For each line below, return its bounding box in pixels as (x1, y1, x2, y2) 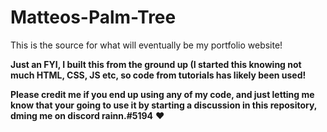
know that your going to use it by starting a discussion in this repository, (10, 99, 318, 111)
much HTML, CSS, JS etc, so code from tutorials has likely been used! (10, 69, 307, 81)
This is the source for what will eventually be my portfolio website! (10, 39, 283, 51)
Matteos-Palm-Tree (10, 6, 177, 29)
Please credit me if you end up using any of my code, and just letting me (10, 88, 315, 100)
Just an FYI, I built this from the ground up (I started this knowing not (10, 58, 302, 70)
